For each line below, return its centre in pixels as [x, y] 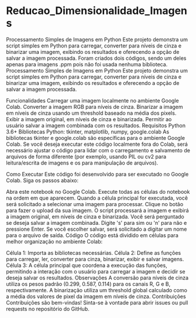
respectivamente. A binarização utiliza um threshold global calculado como [97, 290]
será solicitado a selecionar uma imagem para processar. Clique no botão [95, 204]
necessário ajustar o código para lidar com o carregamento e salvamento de [98, 150]
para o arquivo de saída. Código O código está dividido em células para [92, 235]
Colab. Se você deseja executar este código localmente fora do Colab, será [97, 144]
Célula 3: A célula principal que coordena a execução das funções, [87, 265]
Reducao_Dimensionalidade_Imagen [97, 11]
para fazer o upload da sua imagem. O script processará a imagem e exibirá [97, 210]
